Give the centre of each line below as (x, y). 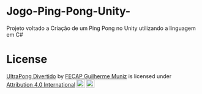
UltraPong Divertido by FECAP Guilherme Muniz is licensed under (89, 76)
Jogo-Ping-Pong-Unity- (68, 11)
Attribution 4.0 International (41, 84)
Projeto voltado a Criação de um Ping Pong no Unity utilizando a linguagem (101, 28)
